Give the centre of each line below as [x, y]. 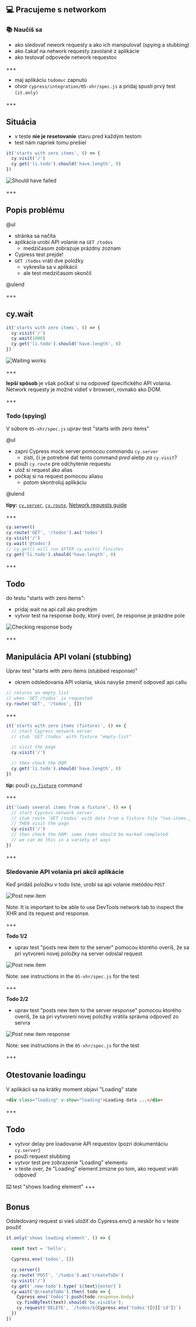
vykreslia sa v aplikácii [50, 267]
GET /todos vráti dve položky [49, 260]
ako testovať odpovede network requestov [65, 57]
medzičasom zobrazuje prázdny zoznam [72, 248]
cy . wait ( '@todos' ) [28, 543]
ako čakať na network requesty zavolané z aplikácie [77, 51]
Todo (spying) [26, 416]
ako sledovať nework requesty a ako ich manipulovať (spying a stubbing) [102, 44]
